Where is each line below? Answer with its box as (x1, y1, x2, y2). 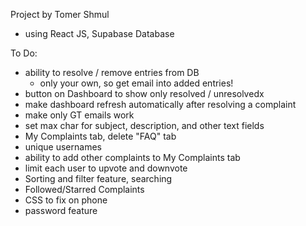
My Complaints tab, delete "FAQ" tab (24, 130, 177, 142)
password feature (24, 205, 98, 216)
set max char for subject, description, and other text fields (24, 120, 265, 131)
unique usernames (24, 141, 102, 153)
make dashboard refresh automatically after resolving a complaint (24, 99, 297, 110)
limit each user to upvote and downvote (24, 162, 188, 174)
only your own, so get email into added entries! (39, 77, 234, 89)
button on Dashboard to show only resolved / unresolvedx (24, 88, 265, 99)
